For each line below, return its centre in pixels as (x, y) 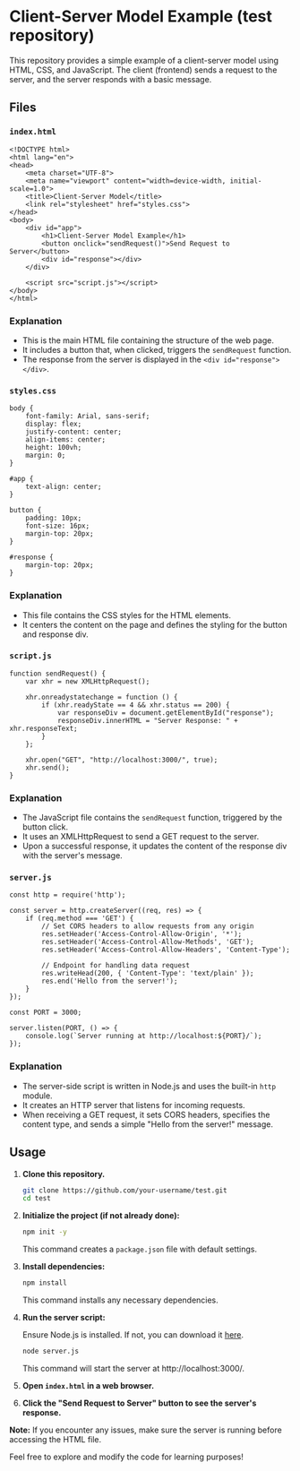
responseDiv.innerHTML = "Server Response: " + (148, 720)
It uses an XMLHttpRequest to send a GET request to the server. (141, 837)
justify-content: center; (74, 432)
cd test (36, 1199)
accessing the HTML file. (56, 1439)
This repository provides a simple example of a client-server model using (144, 60)
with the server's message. (72, 856)
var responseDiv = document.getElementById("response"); (166, 713)
